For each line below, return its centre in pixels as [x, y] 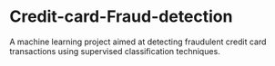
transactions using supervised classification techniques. [115, 51]
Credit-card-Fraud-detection [121, 17]
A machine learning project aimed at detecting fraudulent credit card [138, 42]
